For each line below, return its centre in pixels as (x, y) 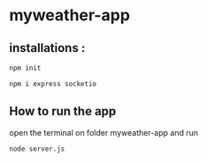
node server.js (37, 149)
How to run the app (63, 111)
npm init (25, 68)
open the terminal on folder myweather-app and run (104, 132)
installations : (47, 48)
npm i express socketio (53, 84)
